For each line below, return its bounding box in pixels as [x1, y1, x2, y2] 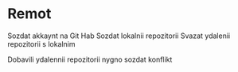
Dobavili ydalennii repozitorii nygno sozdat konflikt [7, 55, 173, 64]
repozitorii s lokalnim [7, 39, 76, 48]
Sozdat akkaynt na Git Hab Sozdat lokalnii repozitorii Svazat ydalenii [7, 31, 231, 40]
